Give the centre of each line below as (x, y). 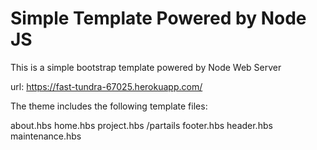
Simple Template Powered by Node (158, 18)
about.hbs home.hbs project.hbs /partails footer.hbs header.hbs (141, 125)
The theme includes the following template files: (109, 106)
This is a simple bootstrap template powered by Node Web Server (146, 67)
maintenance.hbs (46, 136)
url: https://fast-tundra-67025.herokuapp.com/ (106, 86)
